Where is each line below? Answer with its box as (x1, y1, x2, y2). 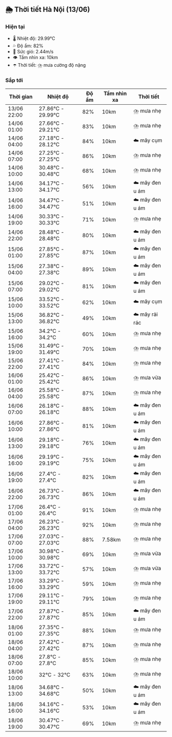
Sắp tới (5, 77, 23, 84)
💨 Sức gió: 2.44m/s (12, 48, 54, 54)
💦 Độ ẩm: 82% (12, 43, 44, 49)
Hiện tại (5, 23, 25, 30)
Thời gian (9, 93, 33, 100)
